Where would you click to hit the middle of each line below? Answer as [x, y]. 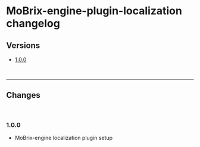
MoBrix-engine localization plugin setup [64, 138]
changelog [33, 23]
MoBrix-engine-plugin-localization [94, 11]
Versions [23, 45]
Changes [23, 95]
